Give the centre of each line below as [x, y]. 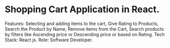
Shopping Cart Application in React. [82, 9]
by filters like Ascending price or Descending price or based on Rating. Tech [85, 34]
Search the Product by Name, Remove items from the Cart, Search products [84, 29]
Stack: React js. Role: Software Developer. [49, 40]
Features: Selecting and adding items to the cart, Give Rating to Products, [82, 23]
